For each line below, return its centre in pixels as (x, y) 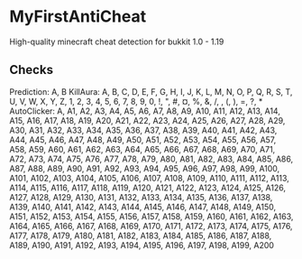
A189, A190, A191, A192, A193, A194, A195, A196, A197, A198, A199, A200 (142, 245)
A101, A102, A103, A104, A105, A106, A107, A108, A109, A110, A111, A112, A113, (150, 178)
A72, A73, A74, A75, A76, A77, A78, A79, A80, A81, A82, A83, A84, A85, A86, (151, 159)
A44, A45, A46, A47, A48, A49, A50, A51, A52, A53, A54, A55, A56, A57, (143, 139)
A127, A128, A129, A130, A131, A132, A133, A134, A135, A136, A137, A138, (141, 197)
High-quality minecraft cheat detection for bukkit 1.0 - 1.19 (117, 42)
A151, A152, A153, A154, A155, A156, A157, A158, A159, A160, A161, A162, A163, (151, 216)
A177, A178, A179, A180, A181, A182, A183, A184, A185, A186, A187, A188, (141, 236)
